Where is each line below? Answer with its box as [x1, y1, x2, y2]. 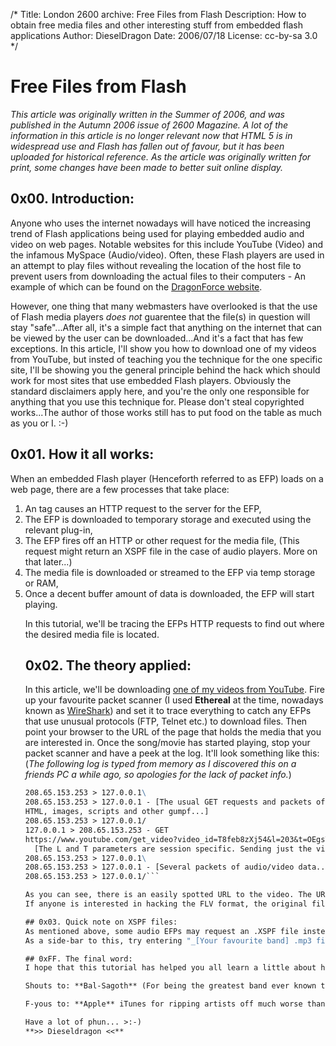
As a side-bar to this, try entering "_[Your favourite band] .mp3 [24, 935, 312, 946]
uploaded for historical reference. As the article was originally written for [10, 150, 312, 163]
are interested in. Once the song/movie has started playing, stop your [24, 737, 311, 749]
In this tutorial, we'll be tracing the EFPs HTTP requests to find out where [24, 617, 325, 629]
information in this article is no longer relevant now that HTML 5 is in [10, 129, 293, 141]
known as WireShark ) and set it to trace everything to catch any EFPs [24, 705, 312, 717]
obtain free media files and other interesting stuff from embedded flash [10, 19, 303, 31]
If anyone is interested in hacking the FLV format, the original [24, 899, 308, 909]
